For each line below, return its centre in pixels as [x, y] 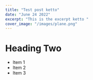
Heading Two [33, 48]
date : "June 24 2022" [28, 14]
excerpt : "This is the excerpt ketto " [47, 19]
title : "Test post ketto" [32, 10]
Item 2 [19, 67]
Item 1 [19, 62]
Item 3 [19, 73]
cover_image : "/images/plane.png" [41, 24]
